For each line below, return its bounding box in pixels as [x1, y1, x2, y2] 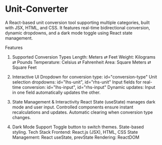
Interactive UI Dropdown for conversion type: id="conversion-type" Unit [12, 74, 157, 80]
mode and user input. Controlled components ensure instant [12, 104, 133, 110]
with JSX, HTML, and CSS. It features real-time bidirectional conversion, [5, 24, 150, 30]
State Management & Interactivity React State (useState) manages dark [12, 99, 156, 104]
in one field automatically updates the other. [12, 89, 101, 95]
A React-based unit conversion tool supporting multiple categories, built [5, 20, 150, 25]
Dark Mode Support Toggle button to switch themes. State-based [12, 124, 144, 130]
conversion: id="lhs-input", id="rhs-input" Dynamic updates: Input [22, 84, 156, 90]
